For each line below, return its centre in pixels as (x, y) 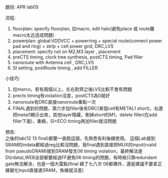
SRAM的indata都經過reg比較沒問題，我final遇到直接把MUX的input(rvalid (81, 145)
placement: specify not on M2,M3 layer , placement (66, 52)
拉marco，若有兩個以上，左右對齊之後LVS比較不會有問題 (72, 89)
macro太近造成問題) (33, 35)
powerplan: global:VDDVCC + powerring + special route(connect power (87, 41)
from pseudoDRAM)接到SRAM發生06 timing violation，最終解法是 (74, 151)
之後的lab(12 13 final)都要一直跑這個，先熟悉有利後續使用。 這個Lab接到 (80, 138)
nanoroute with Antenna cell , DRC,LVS (53, 62)
